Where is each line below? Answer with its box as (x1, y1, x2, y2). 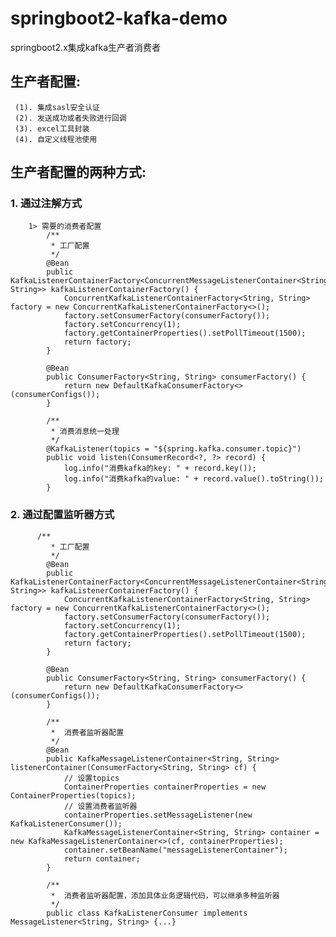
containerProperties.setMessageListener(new (63, 810, 253, 820)
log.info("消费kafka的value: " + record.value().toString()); (63, 474, 324, 484)
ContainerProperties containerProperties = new (63, 782, 267, 792)
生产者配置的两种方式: (10, 164, 147, 181)
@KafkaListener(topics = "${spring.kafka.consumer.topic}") (46, 444, 302, 454)
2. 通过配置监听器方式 (10, 508, 115, 522)
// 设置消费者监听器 (63, 801, 138, 811)
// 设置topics (63, 773, 120, 783)
